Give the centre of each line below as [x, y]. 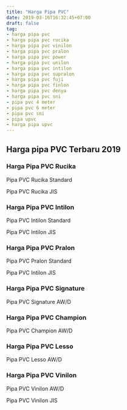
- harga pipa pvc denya [36, 91]
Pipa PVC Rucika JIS [32, 191]
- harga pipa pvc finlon [38, 86]
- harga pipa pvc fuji [35, 79]
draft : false [23, 23]
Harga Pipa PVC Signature [46, 289]
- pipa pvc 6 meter [31, 108]
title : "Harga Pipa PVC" [38, 12]
